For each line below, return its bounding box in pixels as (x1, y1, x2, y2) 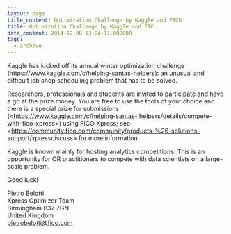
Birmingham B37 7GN (7, 204, 70, 212)
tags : (7, 36, 23, 43)
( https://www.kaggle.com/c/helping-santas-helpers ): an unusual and (7, 69, 205, 77)
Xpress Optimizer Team (7, 197, 75, 205)
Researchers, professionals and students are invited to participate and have (7, 90, 224, 98)
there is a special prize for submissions (7, 105, 120, 112)
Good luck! (7, 176, 39, 184)
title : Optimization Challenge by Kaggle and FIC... (7, 23, 164, 30)
